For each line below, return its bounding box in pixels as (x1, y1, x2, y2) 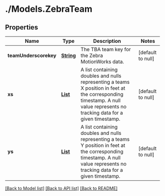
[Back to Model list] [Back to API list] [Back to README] (5, 186, 118, 191)
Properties (5, 23, 38, 32)
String (61, 52, 76, 59)
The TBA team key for (81, 46, 131, 53)
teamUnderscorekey (7, 52, 56, 59)
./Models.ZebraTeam (5, 3, 92, 15)
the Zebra (81, 52, 103, 59)
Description (93, 38, 121, 44)
